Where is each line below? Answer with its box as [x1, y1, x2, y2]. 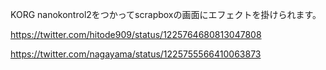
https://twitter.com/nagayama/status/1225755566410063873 [10, 48, 262, 60]
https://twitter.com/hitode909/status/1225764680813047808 [10, 29, 262, 40]
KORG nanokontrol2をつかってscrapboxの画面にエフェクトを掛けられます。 [10, 9, 322, 20]
